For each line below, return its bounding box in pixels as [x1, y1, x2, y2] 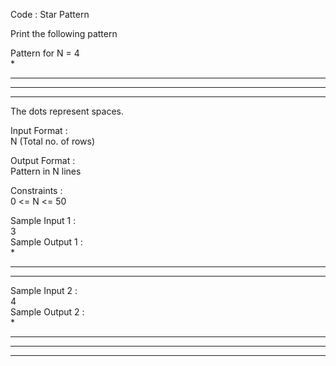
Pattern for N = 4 [10, 47, 80, 59]
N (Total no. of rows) [10, 135, 96, 147]
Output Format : [10, 155, 76, 166]
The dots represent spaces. [10, 105, 125, 117]
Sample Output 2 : [10, 306, 85, 318]
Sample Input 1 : [10, 215, 77, 226]
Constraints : [10, 185, 63, 196]
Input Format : [10, 125, 68, 136]
